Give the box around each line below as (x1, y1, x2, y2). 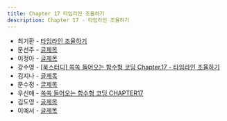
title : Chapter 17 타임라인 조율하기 (7, 10, 105, 17)
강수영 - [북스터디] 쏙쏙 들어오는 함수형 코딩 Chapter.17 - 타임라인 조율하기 (17, 63, 220, 71)
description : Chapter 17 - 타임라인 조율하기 (7, 17, 130, 24)
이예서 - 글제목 (17, 106, 58, 115)
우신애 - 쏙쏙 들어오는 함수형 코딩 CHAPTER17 (17, 88, 144, 97)
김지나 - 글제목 (17, 71, 58, 80)
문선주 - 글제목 (17, 45, 58, 54)
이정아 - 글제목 (17, 54, 58, 63)
